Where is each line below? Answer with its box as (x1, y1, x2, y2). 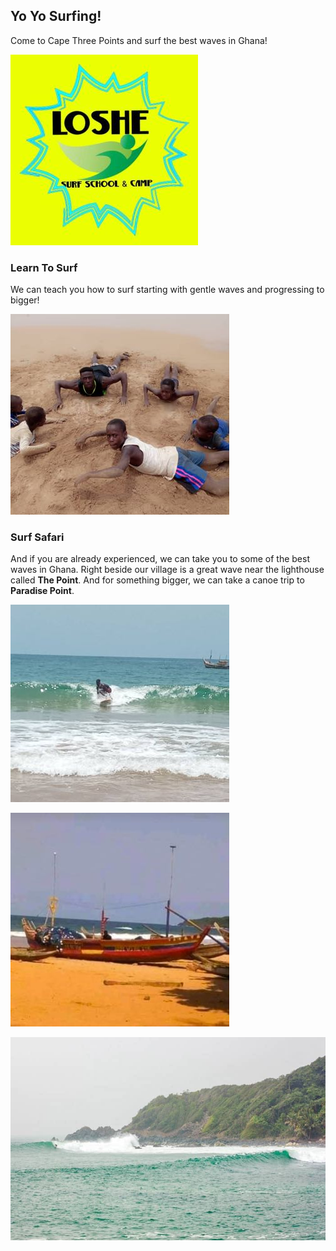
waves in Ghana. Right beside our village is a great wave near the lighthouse (10, 564, 325, 576)
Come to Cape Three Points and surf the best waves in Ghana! (10, 34, 268, 46)
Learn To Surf (10, 260, 78, 274)
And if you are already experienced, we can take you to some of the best (10, 553, 311, 565)
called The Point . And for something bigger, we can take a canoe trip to (10, 574, 305, 586)
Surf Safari (10, 530, 65, 544)
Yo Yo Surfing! (10, 8, 102, 25)
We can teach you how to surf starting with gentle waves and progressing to (10, 284, 325, 296)
